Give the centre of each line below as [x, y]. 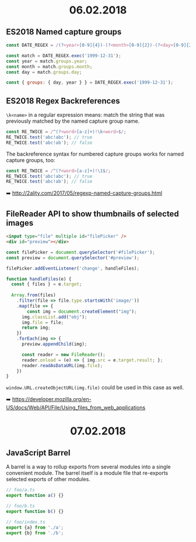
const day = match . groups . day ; [44, 72]
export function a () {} [35, 496]
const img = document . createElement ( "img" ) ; [82, 311]
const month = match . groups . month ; [49, 67]
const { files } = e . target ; [47, 284]
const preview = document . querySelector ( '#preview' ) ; [73, 258]
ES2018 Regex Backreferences [63, 101]
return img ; [36, 328]
